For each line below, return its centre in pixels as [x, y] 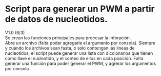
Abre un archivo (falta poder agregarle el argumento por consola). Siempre [80, 43]
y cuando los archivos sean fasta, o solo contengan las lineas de [70, 48]
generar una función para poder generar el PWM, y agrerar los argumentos [80, 63]
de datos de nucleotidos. [56, 19]
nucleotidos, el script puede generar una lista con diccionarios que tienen [79, 53]
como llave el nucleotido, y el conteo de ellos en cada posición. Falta [74, 58]
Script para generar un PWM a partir [80, 9]
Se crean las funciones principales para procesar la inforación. [68, 38]
